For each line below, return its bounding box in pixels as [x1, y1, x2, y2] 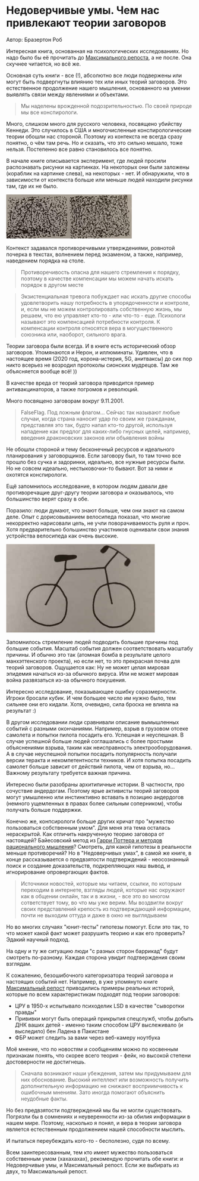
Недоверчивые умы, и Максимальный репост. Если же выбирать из [6, 1161, 179, 1168]
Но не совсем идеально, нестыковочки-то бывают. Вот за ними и [6, 465, 173, 472]
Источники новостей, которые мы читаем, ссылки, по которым [20, 880, 182, 887]
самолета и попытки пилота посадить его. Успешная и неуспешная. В [6, 731, 184, 738]
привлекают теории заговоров [6, 16, 166, 30]
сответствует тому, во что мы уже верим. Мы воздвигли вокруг [20, 899, 184, 906]
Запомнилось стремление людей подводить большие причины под [6, 638, 178, 645]
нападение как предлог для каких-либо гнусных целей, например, [20, 428, 191, 435]
